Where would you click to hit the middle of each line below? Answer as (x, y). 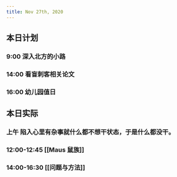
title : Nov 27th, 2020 (35, 12)
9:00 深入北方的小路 (36, 56)
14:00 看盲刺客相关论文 (40, 74)
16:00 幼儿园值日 (31, 92)
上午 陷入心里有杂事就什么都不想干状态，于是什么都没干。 (91, 132)
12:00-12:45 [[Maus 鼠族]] (45, 150)
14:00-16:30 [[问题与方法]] (46, 167)
